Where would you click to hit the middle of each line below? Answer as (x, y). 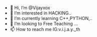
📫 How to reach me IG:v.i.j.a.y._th (45, 29)
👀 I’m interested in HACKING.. (40, 13)
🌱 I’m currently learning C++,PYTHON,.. (51, 18)
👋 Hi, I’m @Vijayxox (30, 8)
